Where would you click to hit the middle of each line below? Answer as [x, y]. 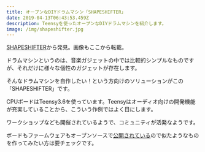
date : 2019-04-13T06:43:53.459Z [48, 18]
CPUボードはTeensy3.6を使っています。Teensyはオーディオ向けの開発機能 [101, 102]
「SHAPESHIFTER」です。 [40, 89]
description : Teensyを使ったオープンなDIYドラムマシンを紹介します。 [87, 23]
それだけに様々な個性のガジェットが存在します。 [79, 68]
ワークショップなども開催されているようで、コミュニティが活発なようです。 [102, 123]
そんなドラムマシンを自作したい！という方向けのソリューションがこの [95, 81]
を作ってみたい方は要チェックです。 [52, 143]
